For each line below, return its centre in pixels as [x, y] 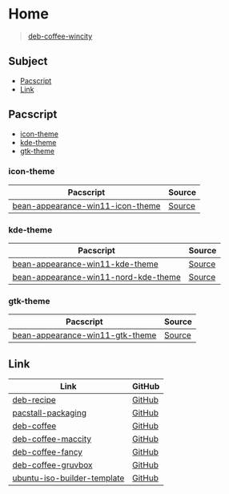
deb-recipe [34, 400]
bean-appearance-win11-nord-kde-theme [97, 277]
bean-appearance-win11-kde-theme [85, 264]
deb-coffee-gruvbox [52, 465]
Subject [28, 61]
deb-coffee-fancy [47, 452]
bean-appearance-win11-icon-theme [86, 205]
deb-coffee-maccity [52, 439]
